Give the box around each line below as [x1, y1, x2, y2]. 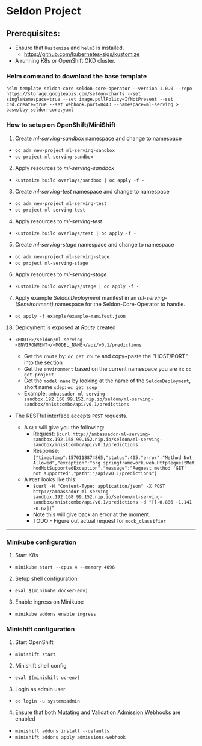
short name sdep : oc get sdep [23, 383, 97, 390]
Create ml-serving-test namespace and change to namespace [14, 188, 170, 195]
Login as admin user [14, 686, 66, 693]
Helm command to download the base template [6, 72, 147, 80]
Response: [32, 447, 60, 454]
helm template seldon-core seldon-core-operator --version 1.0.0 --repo [6, 86, 192, 92]
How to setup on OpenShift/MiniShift [6, 121, 116, 129]
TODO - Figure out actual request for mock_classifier [32, 517, 167, 524]
